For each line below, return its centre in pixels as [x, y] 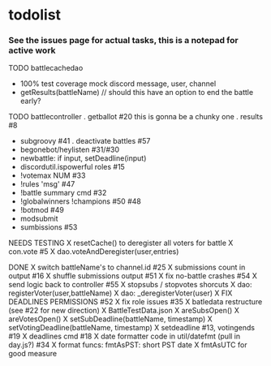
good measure [33, 354]
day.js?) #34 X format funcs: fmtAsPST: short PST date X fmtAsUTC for [128, 345]
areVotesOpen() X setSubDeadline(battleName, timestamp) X [110, 319]
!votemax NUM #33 [53, 175]
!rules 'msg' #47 [47, 184]
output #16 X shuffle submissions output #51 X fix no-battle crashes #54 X [133, 276]
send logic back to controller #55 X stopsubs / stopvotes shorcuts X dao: [131, 285]
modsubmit [39, 219]
